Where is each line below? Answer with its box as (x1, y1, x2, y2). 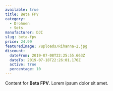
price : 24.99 (5, 39, 32, 44)
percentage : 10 (9, 67, 41, 72)
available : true (5, 7, 39, 12)
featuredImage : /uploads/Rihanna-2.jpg (5, 44, 88, 49)
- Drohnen (9, 21, 30, 26)
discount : (5, 48, 26, 53)
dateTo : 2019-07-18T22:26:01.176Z (9, 58, 81, 62)
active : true (9, 62, 37, 67)
